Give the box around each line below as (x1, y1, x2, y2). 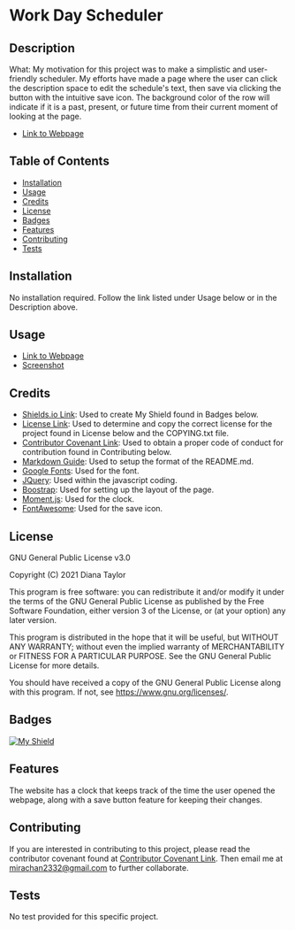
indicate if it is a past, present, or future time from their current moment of (9, 102, 278, 111)
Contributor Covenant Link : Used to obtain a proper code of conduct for (21, 437, 284, 448)
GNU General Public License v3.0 (9, 552, 131, 563)
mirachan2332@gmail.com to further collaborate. (9, 862, 189, 872)
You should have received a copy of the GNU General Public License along (9, 678, 281, 688)
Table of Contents (9, 154, 110, 169)
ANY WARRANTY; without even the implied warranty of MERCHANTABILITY (9, 642, 285, 652)
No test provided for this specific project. (9, 911, 159, 922)
